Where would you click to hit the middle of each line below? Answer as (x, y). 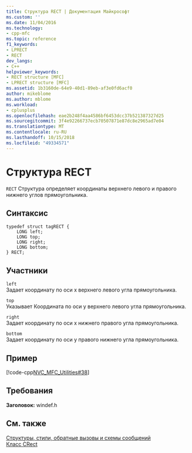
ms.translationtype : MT (35, 127)
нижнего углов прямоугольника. (47, 194)
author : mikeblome (28, 94)
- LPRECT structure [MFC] (38, 83)
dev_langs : (19, 61)
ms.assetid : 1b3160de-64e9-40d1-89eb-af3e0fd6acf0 (69, 88)
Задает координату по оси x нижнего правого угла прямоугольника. (92, 323)
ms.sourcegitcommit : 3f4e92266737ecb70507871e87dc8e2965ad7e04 (85, 121)
